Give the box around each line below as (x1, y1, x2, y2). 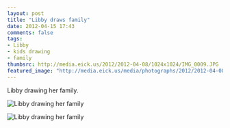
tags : (7, 36, 23, 42)
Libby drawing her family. (7, 86, 79, 94)
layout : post (7, 10, 44, 17)
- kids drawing (7, 49, 51, 55)
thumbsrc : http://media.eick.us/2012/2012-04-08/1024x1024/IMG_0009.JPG (7, 61, 219, 68)
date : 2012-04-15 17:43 (7, 23, 75, 29)
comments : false (7, 29, 53, 36)
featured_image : (7, 67, 53, 74)
